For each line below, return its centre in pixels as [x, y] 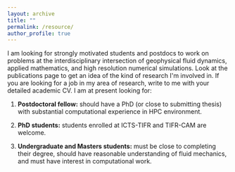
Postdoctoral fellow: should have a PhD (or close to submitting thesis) [120, 104]
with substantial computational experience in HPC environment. [110, 112]
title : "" [22, 20]
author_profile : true [39, 33]
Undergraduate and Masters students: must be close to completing [117, 146]
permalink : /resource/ [40, 27]
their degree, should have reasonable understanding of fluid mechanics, [122, 154]
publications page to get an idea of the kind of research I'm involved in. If [113, 76]
